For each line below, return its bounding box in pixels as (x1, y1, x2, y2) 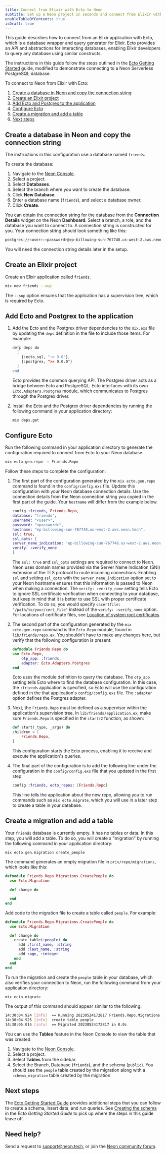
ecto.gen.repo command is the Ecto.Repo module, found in (12, 627, 132, 632)
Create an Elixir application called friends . (5, 274, 91, 280)
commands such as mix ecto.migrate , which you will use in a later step (12, 797, 158, 803)
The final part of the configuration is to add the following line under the (12, 762, 157, 769)
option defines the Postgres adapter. (12, 695, 87, 701)
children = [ (12, 729, 40, 734)
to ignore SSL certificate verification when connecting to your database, (12, 591, 159, 597)
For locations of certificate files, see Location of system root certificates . (12, 612, 161, 617)
